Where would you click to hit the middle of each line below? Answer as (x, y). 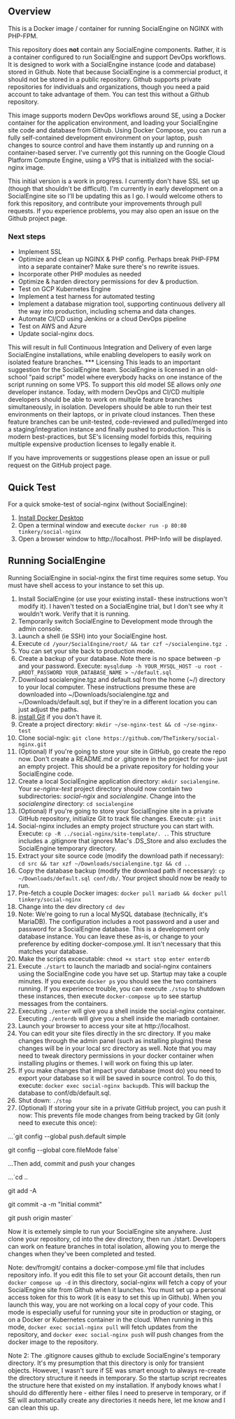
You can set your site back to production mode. (86, 651)
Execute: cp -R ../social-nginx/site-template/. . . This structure (114, 833)
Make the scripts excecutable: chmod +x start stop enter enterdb (114, 959)
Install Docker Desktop (51, 518)
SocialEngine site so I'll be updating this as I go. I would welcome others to (115, 196)
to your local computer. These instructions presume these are (107, 687)
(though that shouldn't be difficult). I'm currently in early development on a (115, 188)
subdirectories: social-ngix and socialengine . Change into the (107, 796)
